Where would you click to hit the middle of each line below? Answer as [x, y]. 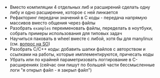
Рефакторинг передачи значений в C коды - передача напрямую [78, 18]
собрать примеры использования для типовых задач [66, 33]
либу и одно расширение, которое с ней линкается [64, 12]
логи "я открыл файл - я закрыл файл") [51, 70]
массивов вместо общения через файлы [53, 23]
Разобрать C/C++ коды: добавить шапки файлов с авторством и [78, 49]
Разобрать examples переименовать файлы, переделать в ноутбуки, [81, 28]
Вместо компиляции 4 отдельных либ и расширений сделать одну [80, 7]
